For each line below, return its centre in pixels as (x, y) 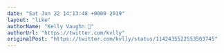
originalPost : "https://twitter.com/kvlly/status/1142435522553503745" (112, 39)
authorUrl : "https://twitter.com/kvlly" (66, 33)
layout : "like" (29, 20)
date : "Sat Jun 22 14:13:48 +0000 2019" (66, 13)
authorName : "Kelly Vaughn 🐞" (51, 26)
